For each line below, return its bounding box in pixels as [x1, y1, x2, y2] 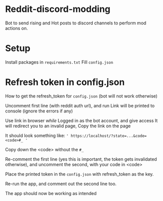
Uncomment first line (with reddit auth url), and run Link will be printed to [5, 102, 155, 108]
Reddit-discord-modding [5, 3, 111, 15]
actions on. [5, 25, 28, 31]
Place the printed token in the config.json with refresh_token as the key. [5, 171, 154, 177]
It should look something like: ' [5, 132, 69, 138]
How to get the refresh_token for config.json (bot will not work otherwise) [5, 93, 158, 99]
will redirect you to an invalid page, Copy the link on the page [5, 123, 131, 129]
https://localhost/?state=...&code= [70, 133, 147, 138]
